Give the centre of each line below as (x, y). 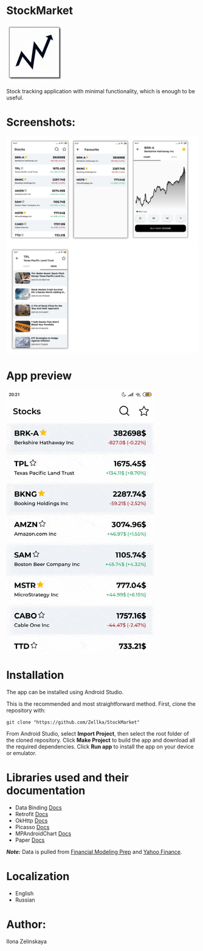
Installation (35, 675)
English (24, 893)
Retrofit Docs (32, 814)
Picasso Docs (32, 827)
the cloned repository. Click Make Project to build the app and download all (101, 740)
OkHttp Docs (31, 820)
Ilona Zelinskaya (27, 941)
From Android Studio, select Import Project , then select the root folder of (98, 733)
